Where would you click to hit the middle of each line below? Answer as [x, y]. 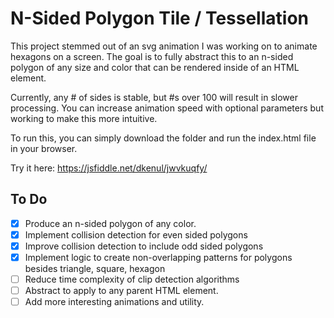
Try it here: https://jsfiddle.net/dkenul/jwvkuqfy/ [109, 168]
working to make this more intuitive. [84, 118]
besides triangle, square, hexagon [95, 268]
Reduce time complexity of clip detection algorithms [132, 279]
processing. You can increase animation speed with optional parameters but [167, 108]
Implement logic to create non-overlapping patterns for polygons [158, 257]
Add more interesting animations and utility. [114, 302]
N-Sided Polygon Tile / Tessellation [159, 18]
